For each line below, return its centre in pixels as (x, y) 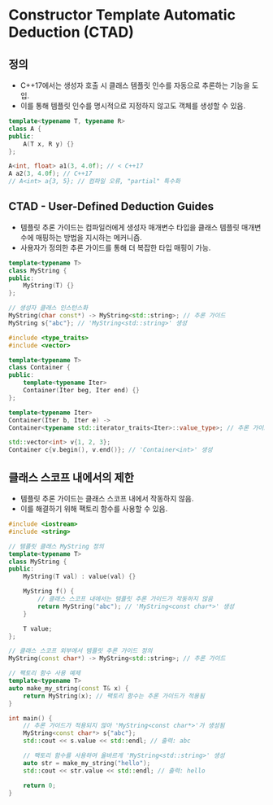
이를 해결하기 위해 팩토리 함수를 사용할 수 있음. (94, 509)
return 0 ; (40, 785)
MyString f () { (49, 592)
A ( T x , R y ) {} (49, 144)
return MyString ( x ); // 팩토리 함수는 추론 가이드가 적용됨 (114, 696)
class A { (25, 129)
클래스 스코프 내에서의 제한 (71, 477)
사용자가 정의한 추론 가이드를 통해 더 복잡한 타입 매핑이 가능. (115, 247)
